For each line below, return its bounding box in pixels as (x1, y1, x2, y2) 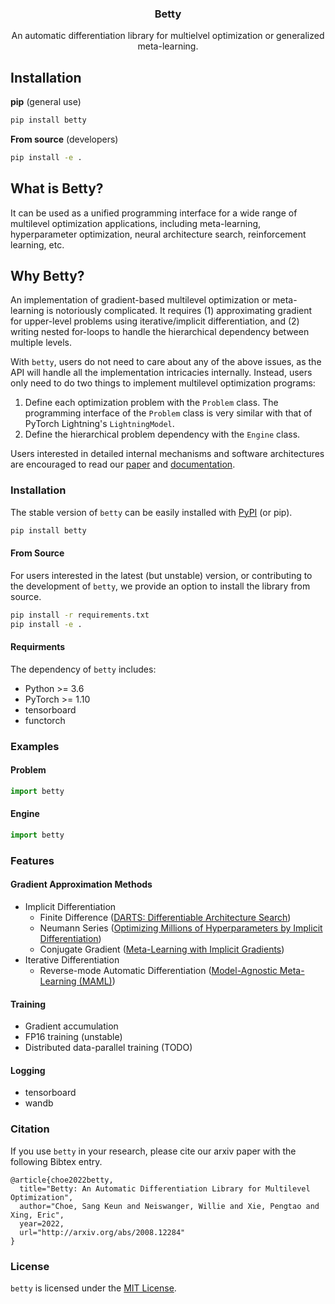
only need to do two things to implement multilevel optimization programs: (10, 377, 316, 389)
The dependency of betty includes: (10, 663, 157, 675)
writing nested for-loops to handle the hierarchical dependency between (10, 326, 310, 338)
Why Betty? (10, 268, 85, 285)
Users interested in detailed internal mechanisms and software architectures (10, 448, 325, 460)
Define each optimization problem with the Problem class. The (24, 397, 279, 409)
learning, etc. (10, 238, 65, 251)
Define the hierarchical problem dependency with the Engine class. (24, 428, 301, 441)
